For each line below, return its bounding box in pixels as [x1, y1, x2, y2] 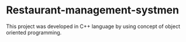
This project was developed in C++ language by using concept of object [6, 23, 180, 30]
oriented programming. [6, 29, 62, 36]
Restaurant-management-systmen [6, 3, 180, 17]
